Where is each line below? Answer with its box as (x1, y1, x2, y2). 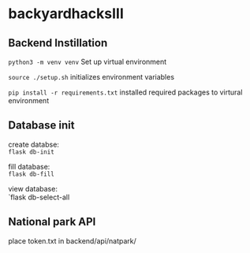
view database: (8, 184, 58, 193)
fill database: (8, 162, 50, 171)
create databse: (8, 140, 59, 149)
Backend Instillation (8, 36, 108, 50)
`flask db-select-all (8, 192, 70, 202)
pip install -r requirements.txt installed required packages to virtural (8, 87, 243, 97)
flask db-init (8, 147, 55, 156)
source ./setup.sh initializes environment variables (8, 73, 175, 81)
